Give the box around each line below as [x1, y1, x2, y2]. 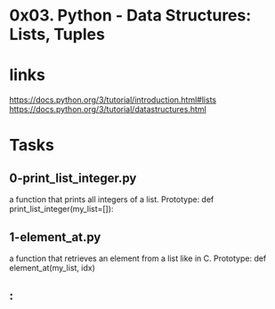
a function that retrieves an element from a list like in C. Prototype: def [9, 253, 267, 264]
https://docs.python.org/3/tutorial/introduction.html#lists [9, 94, 216, 105]
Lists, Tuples [9, 24, 105, 45]
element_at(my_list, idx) [9, 262, 96, 272]
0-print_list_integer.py [9, 170, 137, 185]
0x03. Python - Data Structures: [9, 5, 252, 26]
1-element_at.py [9, 229, 101, 245]
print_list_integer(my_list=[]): [9, 204, 114, 215]
